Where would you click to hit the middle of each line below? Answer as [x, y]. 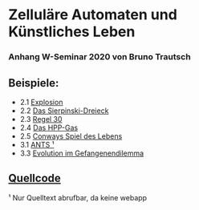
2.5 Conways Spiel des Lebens [71, 136]
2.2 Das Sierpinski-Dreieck [64, 111]
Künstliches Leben [72, 32]
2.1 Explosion [41, 102]
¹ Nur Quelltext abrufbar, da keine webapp [77, 197]
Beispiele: [34, 83]
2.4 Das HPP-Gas [49, 127]
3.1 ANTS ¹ [37, 144]
